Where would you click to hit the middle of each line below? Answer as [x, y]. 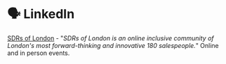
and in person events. [39, 53]
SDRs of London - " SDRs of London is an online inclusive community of [111, 38]
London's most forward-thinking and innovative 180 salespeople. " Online [113, 45]
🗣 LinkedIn [41, 14]
